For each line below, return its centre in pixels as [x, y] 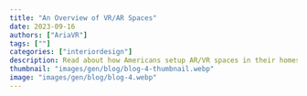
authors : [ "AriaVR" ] [49, 35]
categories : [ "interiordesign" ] [71, 52]
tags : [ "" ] [30, 43]
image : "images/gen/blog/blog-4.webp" [83, 78]
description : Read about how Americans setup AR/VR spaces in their [143, 60]
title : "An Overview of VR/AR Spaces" [83, 18]
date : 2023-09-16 [42, 27]
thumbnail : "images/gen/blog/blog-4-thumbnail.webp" [112, 69]
